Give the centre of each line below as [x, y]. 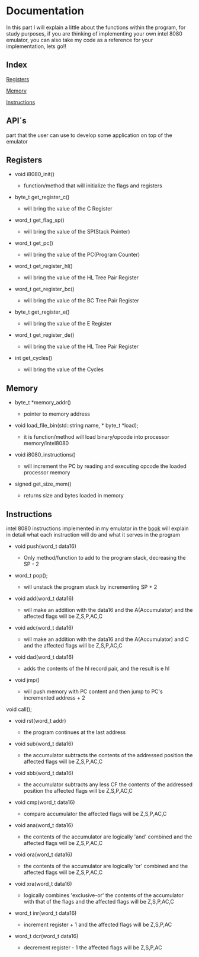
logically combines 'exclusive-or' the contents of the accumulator [103, 895]
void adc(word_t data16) [44, 628]
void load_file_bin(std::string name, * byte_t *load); [76, 426]
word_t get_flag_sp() [40, 220]
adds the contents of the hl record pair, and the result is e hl [97, 669]
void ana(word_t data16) [44, 825]
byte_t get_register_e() [42, 312]
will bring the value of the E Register [68, 324]
